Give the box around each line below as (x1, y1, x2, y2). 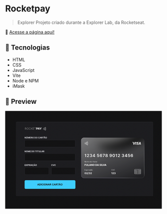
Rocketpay (5, 3, 51, 14)
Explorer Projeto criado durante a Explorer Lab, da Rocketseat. (17, 19, 146, 25)
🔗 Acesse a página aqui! (5, 29, 55, 35)
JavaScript (12, 67, 35, 73)
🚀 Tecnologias (5, 43, 50, 52)
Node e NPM (12, 77, 39, 83)
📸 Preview (5, 97, 37, 106)
